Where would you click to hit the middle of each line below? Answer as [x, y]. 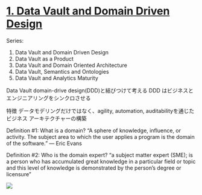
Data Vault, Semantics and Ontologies [62, 71]
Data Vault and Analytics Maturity [56, 78]
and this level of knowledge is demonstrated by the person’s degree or [94, 168]
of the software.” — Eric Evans [44, 143]
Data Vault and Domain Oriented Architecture [71, 65]
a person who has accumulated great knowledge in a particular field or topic [101, 161]
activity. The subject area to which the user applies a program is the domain [100, 136]
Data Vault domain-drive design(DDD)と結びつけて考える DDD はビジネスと [100, 90]
